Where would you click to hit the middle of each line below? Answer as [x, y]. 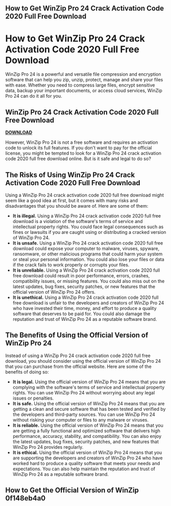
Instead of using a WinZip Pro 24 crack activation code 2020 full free [78, 356]
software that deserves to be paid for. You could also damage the [81, 314]
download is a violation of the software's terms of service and [78, 221]
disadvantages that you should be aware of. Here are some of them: [77, 206]
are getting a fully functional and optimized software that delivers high [87, 431]
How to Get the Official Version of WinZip [72, 490]
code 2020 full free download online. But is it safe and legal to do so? [78, 159]
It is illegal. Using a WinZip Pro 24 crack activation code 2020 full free [87, 216]
